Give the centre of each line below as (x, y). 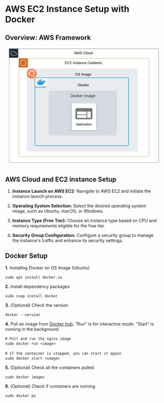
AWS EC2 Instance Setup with (67, 9)
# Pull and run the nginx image (38, 339)
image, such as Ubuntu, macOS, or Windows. (58, 211)
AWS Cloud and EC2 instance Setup (61, 179)
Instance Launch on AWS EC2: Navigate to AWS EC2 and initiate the (82, 191)
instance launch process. (37, 196)
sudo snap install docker (31, 296)
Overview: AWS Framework (48, 38)
